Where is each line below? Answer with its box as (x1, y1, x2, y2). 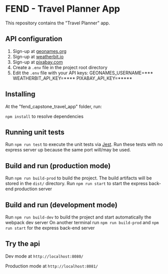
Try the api (5, 239, 40, 248)
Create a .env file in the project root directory (12, 64, 108, 70)
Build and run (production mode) (5, 161, 111, 170)
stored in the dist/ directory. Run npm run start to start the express (5, 180, 148, 187)
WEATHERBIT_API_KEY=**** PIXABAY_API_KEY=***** (12, 75, 132, 81)
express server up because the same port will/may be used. (5, 147, 131, 153)
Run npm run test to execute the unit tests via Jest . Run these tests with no (5, 141, 163, 147)
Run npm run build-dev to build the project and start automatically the (5, 214, 152, 220)
